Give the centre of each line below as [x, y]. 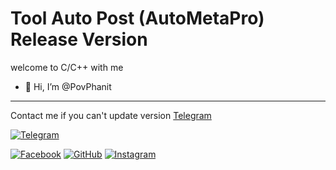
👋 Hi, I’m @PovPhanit [68, 86]
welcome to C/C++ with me [67, 67]
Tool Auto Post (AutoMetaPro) [137, 18]
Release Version [79, 39]
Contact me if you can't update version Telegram [111, 115]
